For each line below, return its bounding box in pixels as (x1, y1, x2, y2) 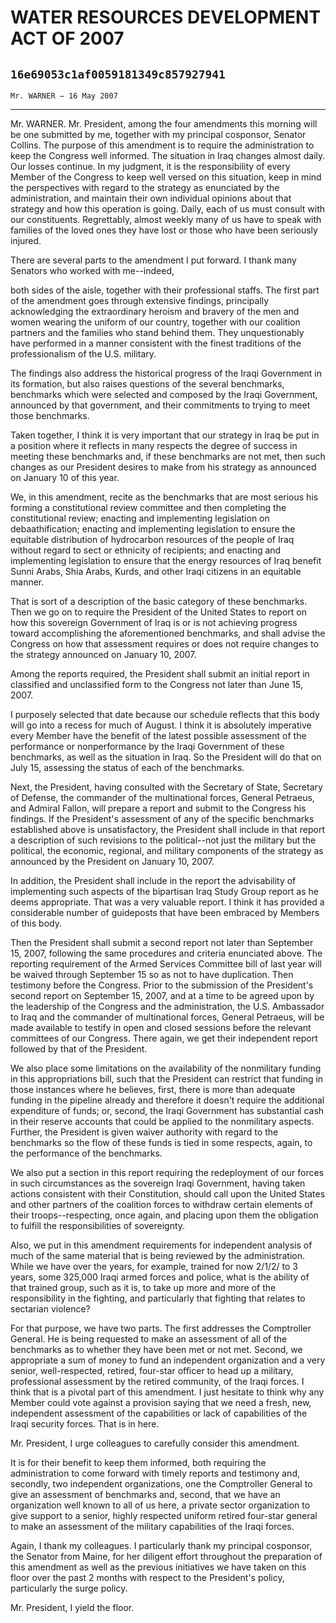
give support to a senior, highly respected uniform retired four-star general (10, 1510, 318, 1521)
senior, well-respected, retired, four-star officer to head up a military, (10, 1365, 294, 1376)
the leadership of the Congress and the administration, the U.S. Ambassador (10, 1001, 325, 1012)
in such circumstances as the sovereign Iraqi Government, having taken (10, 1177, 306, 1189)
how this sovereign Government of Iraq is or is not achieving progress (10, 617, 298, 628)
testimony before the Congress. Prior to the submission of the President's (10, 979, 314, 991)
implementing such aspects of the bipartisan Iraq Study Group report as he (10, 886, 319, 897)
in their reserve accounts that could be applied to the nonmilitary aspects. (10, 1116, 315, 1127)
